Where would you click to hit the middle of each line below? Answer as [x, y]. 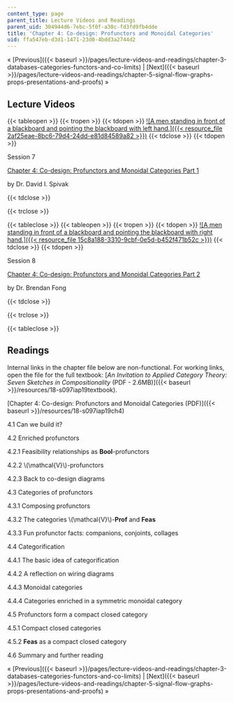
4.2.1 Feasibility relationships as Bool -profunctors [78, 451]
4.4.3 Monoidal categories [45, 587]
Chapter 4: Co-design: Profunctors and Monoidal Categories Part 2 [104, 274]
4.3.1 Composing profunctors [49, 506]
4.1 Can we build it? [35, 424]
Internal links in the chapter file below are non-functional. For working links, [116, 367]
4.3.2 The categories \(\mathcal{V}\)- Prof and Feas [81, 519]
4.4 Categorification [36, 546]
